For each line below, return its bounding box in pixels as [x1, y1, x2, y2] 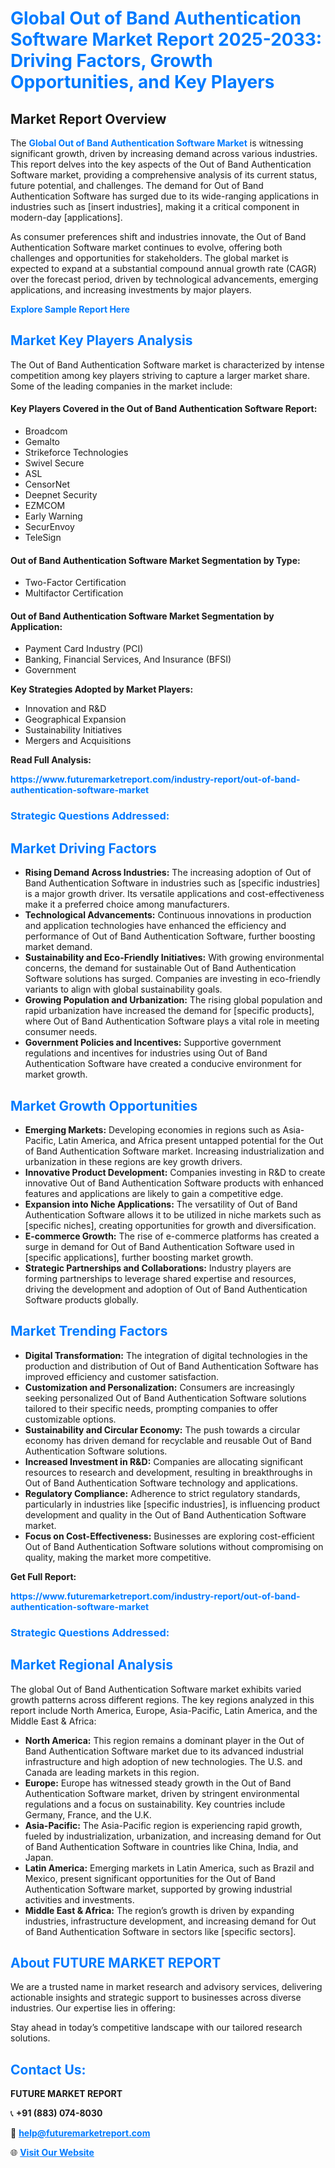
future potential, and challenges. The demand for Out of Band [10, 180, 264, 191]
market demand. [24, 941, 93, 953]
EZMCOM [24, 500, 66, 512]
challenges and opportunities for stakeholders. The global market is [10, 252, 289, 264]
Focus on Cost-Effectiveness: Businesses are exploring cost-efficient [24, 1530, 315, 1542]
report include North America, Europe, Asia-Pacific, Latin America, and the [10, 1704, 318, 1716]
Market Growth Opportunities [10, 1097, 198, 1114]
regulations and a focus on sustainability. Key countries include [24, 1798, 286, 1810]
